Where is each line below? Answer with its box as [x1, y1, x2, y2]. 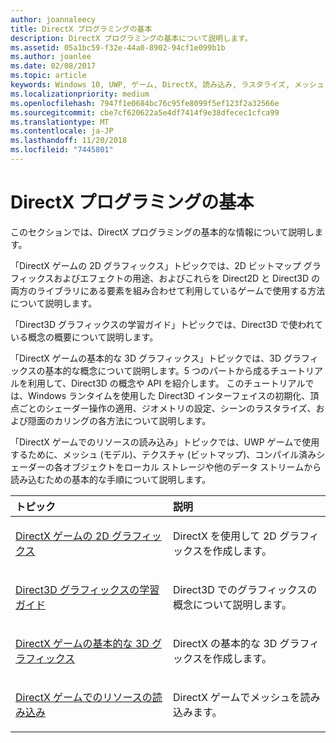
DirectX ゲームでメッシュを [173, 690, 301, 704]
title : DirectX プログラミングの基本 [10, 24, 153, 34]
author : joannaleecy [10, 14, 97, 25]
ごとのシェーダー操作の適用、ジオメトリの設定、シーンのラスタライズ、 [18, 402, 317, 414]
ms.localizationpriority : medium [10, 89, 150, 99]
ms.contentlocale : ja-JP [10, 126, 114, 136]
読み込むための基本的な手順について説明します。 [10, 473, 212, 485]
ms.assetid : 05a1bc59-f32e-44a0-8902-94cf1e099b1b [10, 42, 226, 53]
